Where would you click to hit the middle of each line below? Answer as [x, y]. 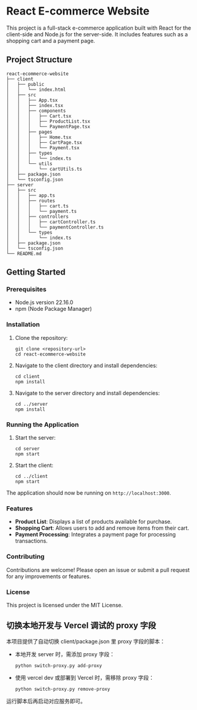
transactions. [31, 541]
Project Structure [39, 60]
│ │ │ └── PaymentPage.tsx [48, 126]
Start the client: [34, 465]
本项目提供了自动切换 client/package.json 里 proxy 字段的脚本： [86, 641]
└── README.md [24, 253]
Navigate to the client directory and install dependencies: [86, 365]
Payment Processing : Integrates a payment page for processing [95, 535]
